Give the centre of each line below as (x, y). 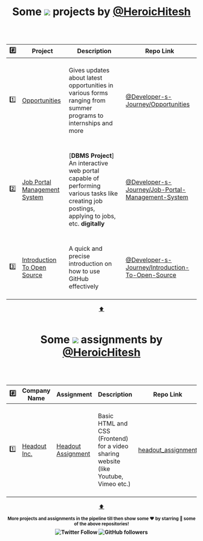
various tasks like (93, 193)
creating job (85, 201)
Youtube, (111, 476)
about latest (85, 77)
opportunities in (91, 85)
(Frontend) (113, 438)
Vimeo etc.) (114, 484)
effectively (84, 286)
